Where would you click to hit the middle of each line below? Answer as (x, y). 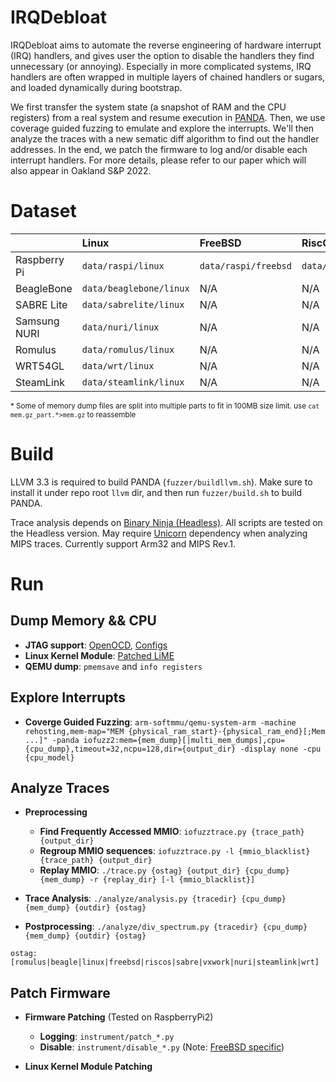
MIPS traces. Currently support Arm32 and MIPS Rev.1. (123, 543)
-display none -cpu (280, 749)
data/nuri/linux (120, 327)
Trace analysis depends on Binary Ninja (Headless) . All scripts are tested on (166, 522)
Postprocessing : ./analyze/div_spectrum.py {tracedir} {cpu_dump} (166, 927)
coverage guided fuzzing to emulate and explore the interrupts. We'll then (162, 128)
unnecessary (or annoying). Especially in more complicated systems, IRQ (161, 66)
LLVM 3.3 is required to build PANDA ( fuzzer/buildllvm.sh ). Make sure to (161, 482)
